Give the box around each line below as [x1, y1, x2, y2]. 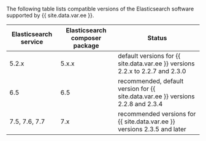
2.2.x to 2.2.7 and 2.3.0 [118, 67, 186, 75]
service [20, 38, 44, 46]
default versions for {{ [118, 52, 181, 60]
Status [147, 34, 167, 42]
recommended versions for [118, 110, 196, 118]
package [73, 42, 99, 49]
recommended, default [118, 77, 184, 85]
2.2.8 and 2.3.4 [118, 100, 163, 108]
